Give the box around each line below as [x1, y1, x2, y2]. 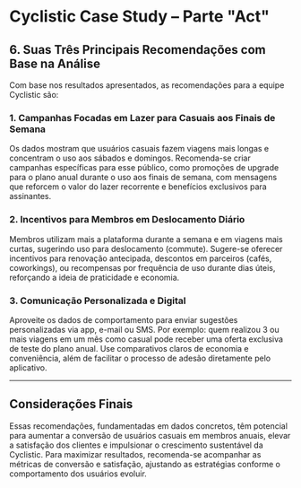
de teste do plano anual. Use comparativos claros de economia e [9, 343, 249, 353]
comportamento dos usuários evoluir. [9, 468, 148, 479]
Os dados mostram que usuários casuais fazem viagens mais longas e [9, 144, 270, 154]
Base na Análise [9, 56, 101, 71]
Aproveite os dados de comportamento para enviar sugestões [9, 314, 238, 325]
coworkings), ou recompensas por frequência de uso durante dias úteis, [9, 262, 276, 273]
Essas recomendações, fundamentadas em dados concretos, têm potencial [9, 420, 288, 431]
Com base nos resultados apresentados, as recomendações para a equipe [9, 80, 285, 91]
